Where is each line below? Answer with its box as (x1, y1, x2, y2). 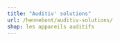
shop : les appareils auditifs (7, 23, 95, 30)
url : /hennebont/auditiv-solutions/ (7, 17, 113, 24)
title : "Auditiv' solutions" (7, 10, 92, 17)
